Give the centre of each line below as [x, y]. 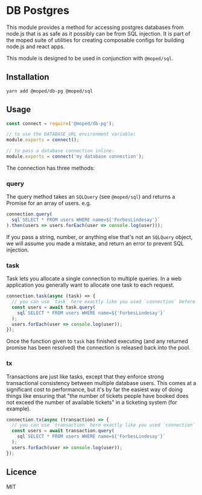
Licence [22, 472]
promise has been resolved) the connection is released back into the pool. [99, 348]
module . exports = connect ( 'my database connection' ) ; [75, 157]
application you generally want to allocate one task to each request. [90, 285]
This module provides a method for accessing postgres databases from [95, 27]
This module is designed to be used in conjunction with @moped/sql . [90, 58]
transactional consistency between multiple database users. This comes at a [101, 383]
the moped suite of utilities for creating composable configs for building [95, 40]
